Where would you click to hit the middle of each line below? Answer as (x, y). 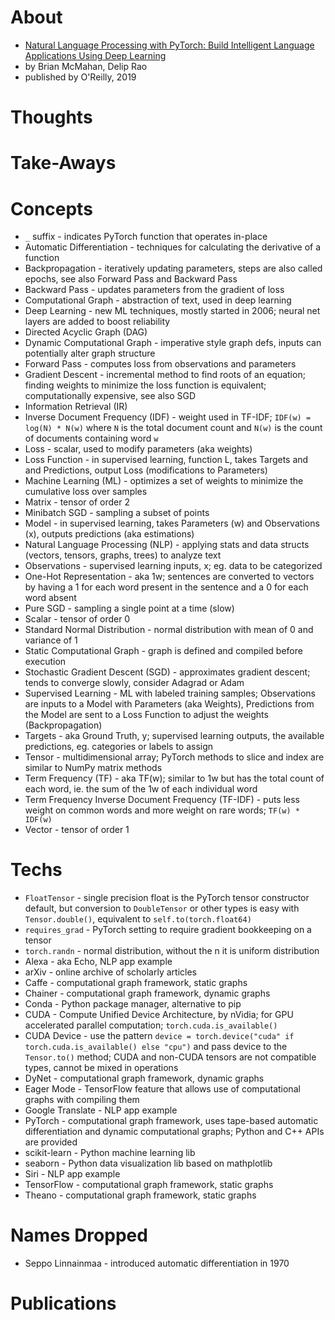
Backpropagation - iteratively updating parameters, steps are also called (173, 268)
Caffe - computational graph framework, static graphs (136, 983)
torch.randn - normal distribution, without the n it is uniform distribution (172, 951)
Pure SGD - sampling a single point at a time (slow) (129, 608)
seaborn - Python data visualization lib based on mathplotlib (148, 1163)
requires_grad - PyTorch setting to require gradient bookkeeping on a (168, 930)
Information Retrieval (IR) (76, 407)
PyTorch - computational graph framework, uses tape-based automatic (171, 1121)
